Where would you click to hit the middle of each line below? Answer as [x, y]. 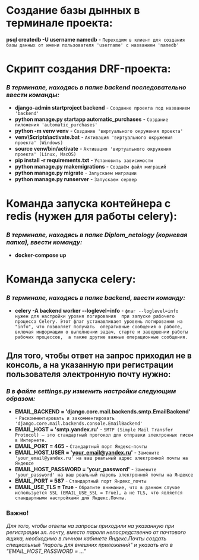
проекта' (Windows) [39, 143]
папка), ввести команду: [44, 242]
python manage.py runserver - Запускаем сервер [76, 179]
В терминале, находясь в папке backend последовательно [96, 88]
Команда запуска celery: [71, 279]
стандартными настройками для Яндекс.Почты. [71, 498]
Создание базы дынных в [73, 10]
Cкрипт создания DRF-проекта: [89, 69]
